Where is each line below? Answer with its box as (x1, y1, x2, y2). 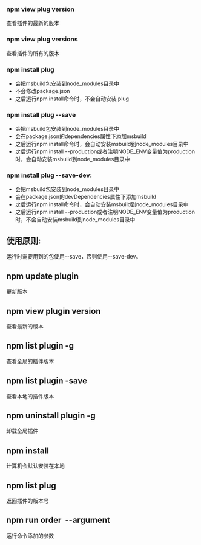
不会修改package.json (15, 87, 71, 94)
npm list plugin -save (6, 376, 88, 386)
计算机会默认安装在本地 (6, 462, 65, 470)
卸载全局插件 (6, 428, 38, 435)
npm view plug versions (6, 35, 78, 44)
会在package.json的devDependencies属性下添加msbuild (15, 193, 156, 201)
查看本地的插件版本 (6, 392, 54, 400)
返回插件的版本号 (6, 497, 49, 504)
